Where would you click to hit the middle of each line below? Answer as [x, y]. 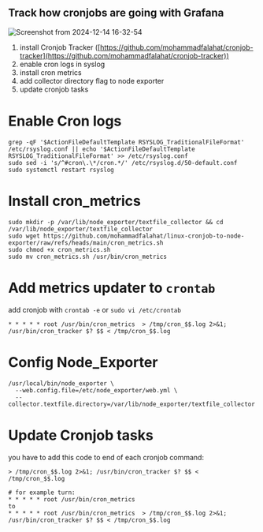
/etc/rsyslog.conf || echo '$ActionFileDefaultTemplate [102, 149]
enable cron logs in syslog [62, 64]
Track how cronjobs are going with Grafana [116, 13]
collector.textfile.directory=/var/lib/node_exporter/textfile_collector [132, 404]
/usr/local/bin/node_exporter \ [61, 383]
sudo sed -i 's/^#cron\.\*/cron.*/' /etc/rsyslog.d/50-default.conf [123, 163]
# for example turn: [42, 493]
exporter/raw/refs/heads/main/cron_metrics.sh [86, 243]
